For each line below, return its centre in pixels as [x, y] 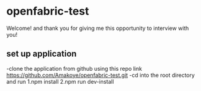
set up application [41, 54]
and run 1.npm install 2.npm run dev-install [60, 81]
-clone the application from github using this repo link [74, 68]
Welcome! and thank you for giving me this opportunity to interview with [98, 28]
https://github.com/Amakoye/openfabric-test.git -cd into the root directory [100, 75]
